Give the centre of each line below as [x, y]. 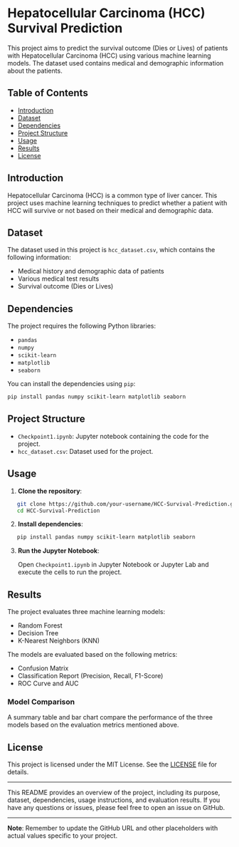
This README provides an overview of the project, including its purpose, [114, 793]
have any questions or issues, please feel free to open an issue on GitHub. [116, 808]
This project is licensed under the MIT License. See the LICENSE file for [112, 764]
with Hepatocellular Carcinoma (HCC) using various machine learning [109, 56]
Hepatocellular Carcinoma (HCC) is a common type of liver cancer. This [112, 195]
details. [18, 772]
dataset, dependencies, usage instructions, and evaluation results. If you [114, 800]
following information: [39, 257]
